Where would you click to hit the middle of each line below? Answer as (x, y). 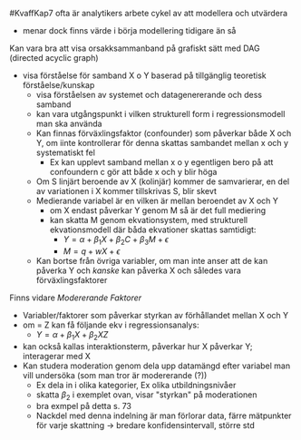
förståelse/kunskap (58, 85)
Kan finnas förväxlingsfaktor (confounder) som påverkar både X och (164, 133)
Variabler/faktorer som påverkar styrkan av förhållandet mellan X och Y (155, 315)
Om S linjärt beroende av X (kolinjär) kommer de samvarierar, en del (163, 181)
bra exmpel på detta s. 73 (84, 406)
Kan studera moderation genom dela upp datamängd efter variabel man (156, 366)
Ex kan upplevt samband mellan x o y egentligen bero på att (161, 162)
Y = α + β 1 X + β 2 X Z (72, 335)
